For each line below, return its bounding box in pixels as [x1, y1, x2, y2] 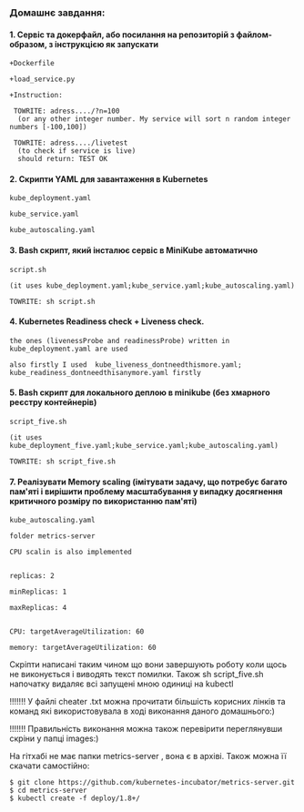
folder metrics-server [9, 532, 96, 541]
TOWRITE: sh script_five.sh [9, 457, 117, 466]
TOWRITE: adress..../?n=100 [13, 107, 120, 116]
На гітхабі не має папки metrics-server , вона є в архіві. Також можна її [9, 751, 287, 762]
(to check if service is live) [17, 147, 137, 156]
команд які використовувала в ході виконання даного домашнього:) [9, 705, 276, 716]
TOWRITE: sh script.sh [9, 297, 96, 306]
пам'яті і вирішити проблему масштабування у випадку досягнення [9, 485, 283, 497]
